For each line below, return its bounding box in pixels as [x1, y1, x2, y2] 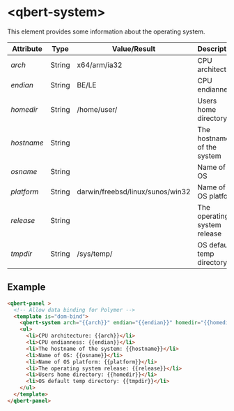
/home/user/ [77, 104, 118, 114]
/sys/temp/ [77, 249, 113, 259]
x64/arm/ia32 [77, 60, 123, 70]
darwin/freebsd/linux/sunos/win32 [77, 187, 191, 196]
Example [7, 281, 46, 294]
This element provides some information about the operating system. [7, 27, 205, 36]
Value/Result [111, 43, 156, 53]
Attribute [12, 43, 43, 53]
